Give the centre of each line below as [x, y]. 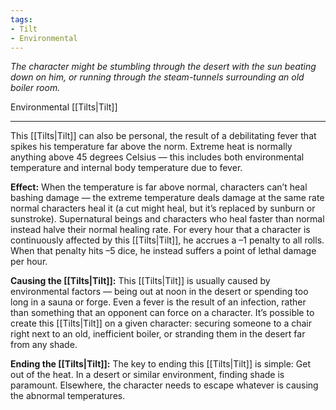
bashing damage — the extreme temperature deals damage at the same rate [167, 198]
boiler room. [35, 88]
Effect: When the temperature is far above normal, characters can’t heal [159, 187]
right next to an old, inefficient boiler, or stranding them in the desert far [158, 334]
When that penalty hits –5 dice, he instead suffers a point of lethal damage [163, 251]
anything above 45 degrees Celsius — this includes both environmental [157, 157]
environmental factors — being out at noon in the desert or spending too [159, 292]
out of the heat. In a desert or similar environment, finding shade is [147, 375]
